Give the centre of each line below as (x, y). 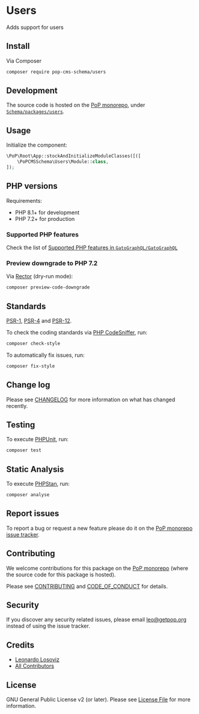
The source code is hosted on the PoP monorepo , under (76, 105)
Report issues (33, 514)
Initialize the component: (37, 145)
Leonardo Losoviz (37, 660)
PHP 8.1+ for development (47, 212)
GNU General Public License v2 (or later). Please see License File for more (98, 699)
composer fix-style (31, 366)
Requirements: (24, 200)
